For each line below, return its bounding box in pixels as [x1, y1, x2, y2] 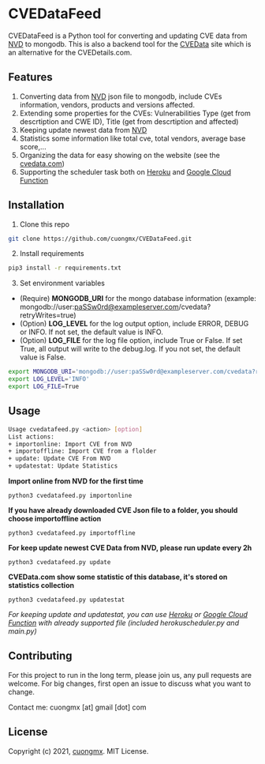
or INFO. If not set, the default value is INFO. [19, 327, 163, 337]
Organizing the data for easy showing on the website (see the [19, 150, 221, 160]
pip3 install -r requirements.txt [8, 264, 122, 273]
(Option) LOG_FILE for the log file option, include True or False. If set [19, 336, 243, 345]
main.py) [8, 627, 37, 636]
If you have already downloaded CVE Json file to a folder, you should [8, 506, 238, 514]
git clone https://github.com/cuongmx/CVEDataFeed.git [8, 235, 192, 243]
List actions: [8, 432, 55, 441]
